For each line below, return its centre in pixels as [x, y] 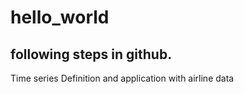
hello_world [60, 17]
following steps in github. [91, 54]
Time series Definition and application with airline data [122, 78]
